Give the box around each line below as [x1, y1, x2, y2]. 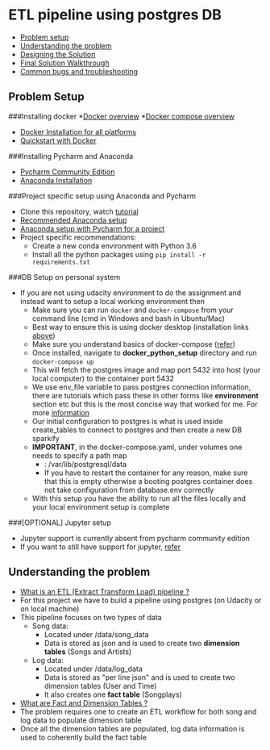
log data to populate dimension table [19, 715, 143, 725]
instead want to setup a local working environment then [19, 296, 206, 306]
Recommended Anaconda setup [19, 215, 127, 225]
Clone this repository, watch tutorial [19, 206, 139, 216]
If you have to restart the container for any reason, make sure [44, 468, 248, 477]
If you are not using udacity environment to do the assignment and [19, 288, 242, 298]
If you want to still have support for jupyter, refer [19, 542, 181, 552]
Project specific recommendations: [19, 232, 137, 242]
